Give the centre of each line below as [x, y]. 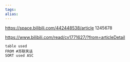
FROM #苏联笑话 [19, 51]
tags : [10, 9]
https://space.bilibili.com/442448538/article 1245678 [59, 28]
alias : [12, 14]
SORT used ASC [19, 55]
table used [16, 46]
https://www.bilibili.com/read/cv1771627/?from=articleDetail [65, 37]
